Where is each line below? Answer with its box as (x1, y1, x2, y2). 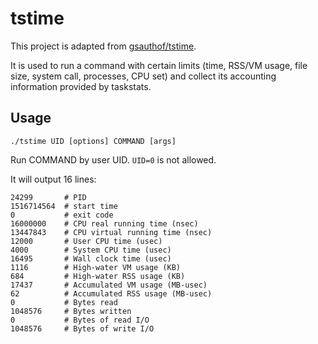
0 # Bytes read (10, 297, 118, 307)
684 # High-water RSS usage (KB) (10, 271, 186, 281)
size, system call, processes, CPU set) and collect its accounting (10, 70, 277, 82)
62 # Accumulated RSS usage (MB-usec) (10, 288, 213, 299)
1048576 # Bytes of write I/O (10, 323, 155, 334)
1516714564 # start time (10, 201, 118, 211)
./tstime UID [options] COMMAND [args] (10, 136, 177, 146)
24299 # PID (10, 192, 87, 202)
